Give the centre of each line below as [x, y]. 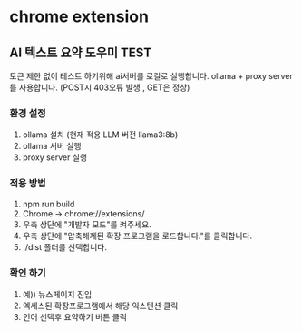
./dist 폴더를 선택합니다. [64, 246]
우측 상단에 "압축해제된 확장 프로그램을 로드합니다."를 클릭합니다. [137, 236]
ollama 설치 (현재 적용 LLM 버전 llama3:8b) [100, 135]
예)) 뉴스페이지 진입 [57, 294]
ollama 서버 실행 [52, 146]
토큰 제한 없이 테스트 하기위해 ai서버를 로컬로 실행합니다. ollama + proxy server [151, 76]
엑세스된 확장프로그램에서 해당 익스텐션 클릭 [100, 306]
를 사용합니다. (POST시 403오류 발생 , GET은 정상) [100, 87]
